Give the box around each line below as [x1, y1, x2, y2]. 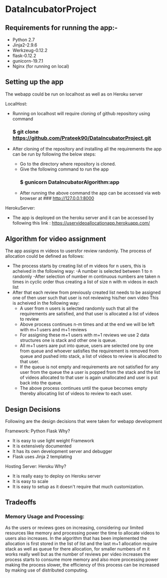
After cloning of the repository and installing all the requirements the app [12, 146, 162, 152]
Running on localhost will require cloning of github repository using [12, 110, 151, 116]
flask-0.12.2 [12, 53, 36, 59]
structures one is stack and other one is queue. [19, 337, 117, 343]
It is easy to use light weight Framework [12, 438, 95, 444]
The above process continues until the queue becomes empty [19, 385, 148, 391]
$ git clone [12, 128, 39, 135]
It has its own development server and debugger [12, 448, 113, 454]
